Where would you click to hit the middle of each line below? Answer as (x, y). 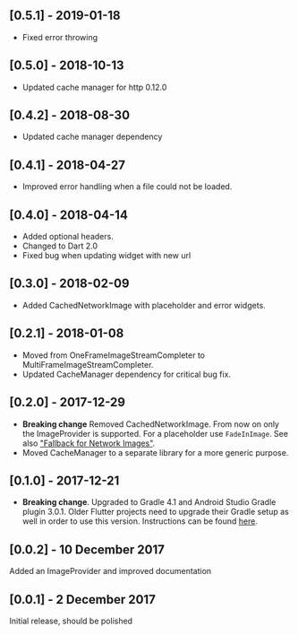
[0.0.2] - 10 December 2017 (87, 549)
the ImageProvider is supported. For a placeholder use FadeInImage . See (155, 433)
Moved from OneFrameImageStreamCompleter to (114, 355)
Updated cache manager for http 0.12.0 (94, 87)
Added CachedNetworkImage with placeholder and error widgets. (144, 305)
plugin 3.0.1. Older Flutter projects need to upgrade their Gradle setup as (155, 512)
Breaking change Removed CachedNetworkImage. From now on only (151, 424)
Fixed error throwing (60, 37)
